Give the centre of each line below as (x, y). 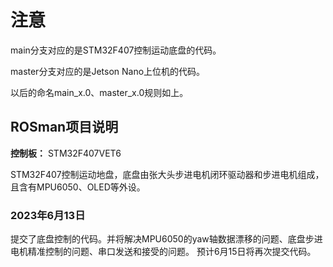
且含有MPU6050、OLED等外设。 (78, 187)
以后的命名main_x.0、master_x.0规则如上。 (99, 92)
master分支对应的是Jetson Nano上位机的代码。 (108, 71)
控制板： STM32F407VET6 (66, 153)
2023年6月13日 (48, 215)
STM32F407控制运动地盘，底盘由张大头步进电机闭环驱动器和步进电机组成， (167, 174)
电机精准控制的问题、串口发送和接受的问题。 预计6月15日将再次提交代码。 (163, 252)
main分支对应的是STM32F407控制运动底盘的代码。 (116, 50)
